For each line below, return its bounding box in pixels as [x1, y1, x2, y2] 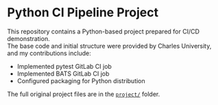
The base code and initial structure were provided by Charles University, [7, 42, 212, 50]
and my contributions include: [7, 49, 91, 57]
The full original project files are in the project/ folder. [7, 90, 160, 98]
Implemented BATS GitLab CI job [16, 70, 110, 78]
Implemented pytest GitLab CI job [16, 62, 112, 70]
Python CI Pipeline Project [7, 5, 159, 20]
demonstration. [7, 34, 50, 42]
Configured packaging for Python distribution [16, 76, 145, 85]
